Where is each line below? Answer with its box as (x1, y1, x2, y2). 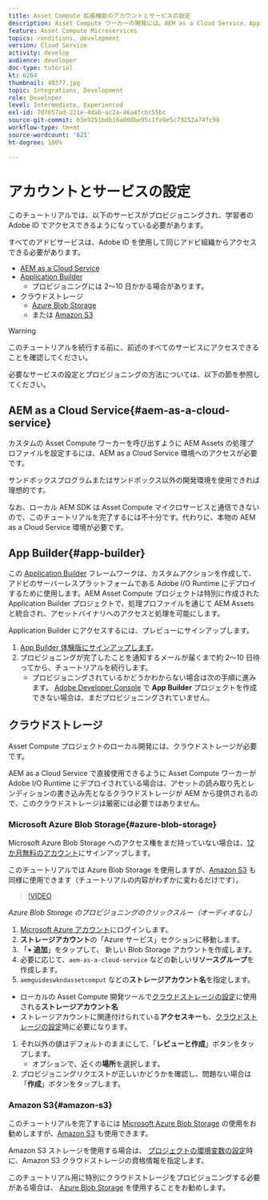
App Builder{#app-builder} (8, 546, 146, 560)
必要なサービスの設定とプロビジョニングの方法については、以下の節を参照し (8, 370, 261, 379)
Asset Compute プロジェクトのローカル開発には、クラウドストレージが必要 (8, 741, 258, 750)
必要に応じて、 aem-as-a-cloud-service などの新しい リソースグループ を (19, 955, 254, 964)
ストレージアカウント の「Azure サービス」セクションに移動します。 (19, 935, 244, 944)
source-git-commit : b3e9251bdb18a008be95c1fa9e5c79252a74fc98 (8, 116, 220, 124)
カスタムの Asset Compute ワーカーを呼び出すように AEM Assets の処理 (8, 438, 247, 448)
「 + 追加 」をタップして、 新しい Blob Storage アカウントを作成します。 (19, 945, 257, 955)
